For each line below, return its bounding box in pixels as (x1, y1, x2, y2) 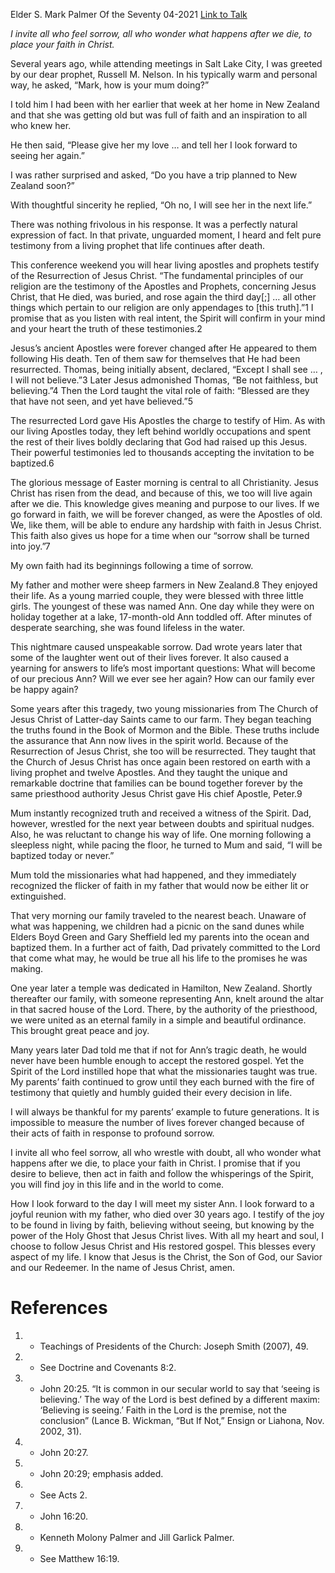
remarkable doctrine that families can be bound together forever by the (10, 777, 304, 789)
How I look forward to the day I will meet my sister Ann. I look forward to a (10, 1198, 315, 1209)
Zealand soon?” (10, 180, 75, 191)
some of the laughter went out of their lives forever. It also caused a (10, 652, 290, 663)
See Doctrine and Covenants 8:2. (39, 1361, 177, 1373)
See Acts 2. (39, 1489, 88, 1501)
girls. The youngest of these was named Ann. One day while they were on (10, 600, 315, 612)
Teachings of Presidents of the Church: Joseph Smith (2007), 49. (39, 1340, 309, 1352)
